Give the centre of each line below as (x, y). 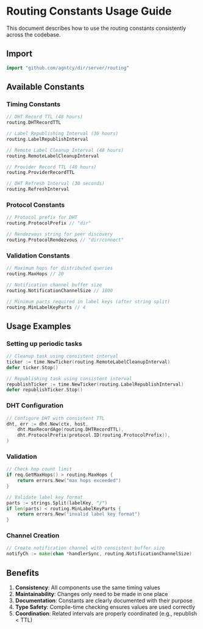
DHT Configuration (35, 406)
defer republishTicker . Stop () (45, 390)
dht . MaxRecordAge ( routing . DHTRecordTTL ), (70, 430)
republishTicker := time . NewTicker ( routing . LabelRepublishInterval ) (95, 384)
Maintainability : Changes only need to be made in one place (91, 594)
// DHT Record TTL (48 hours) (45, 117)
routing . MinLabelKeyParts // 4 (46, 307)
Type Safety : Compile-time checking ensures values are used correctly (105, 607)
